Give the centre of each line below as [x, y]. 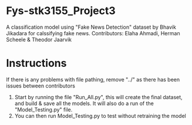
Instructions [36, 63]
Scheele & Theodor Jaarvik [39, 39]
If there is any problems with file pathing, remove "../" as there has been [93, 79]
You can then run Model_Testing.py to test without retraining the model [100, 116]
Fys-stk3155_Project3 [61, 11]
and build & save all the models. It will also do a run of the [84, 103]
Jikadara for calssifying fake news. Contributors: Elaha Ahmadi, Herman [93, 33]
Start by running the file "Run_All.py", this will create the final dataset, [99, 97]
